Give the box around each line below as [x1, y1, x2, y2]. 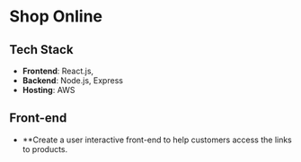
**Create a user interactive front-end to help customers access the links [22, 134, 292, 145]
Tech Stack [9, 42, 74, 57]
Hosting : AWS [22, 85, 75, 95]
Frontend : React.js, [22, 65, 94, 76]
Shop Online [9, 6, 103, 27]
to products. [22, 143, 68, 154]
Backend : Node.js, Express [22, 75, 124, 86]
